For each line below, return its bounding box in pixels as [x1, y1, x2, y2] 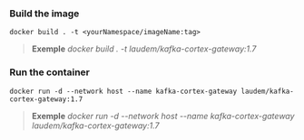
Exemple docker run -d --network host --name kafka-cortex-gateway [31, 110, 295, 121]
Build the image [9, 7, 80, 20]
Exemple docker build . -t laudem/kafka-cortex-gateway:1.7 [31, 43, 257, 54]
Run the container [9, 66, 91, 79]
